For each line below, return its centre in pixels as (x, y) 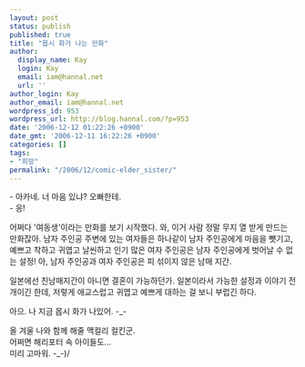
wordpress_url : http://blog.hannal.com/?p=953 (99, 119)
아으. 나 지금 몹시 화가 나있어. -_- (68, 312)
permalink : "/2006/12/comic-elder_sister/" (93, 170)
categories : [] (38, 144)
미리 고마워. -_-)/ (40, 353)
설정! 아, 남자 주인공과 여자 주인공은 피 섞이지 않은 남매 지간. (125, 262)
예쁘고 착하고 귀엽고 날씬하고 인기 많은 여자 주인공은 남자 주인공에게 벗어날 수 (147, 250)
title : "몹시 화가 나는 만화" (59, 43)
